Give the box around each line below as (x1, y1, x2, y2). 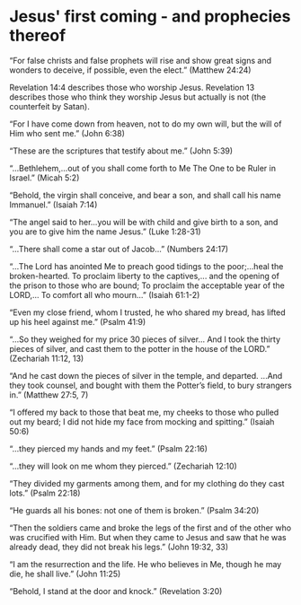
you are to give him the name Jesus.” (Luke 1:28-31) (9, 226, 201, 237)
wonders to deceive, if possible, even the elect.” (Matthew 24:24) (9, 65, 252, 75)
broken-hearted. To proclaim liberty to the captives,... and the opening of (9, 270, 280, 281)
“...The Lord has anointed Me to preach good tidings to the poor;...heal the (9, 260, 284, 271)
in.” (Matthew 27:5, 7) (9, 389, 89, 400)
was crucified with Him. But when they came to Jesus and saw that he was (9, 531, 288, 542)
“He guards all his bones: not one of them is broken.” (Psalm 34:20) (9, 504, 260, 515)
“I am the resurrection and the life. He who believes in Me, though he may (9, 558, 282, 569)
